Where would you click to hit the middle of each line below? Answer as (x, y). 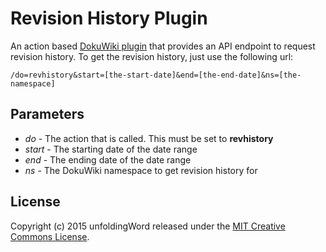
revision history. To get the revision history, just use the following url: (152, 56)
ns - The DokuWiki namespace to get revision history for (141, 170)
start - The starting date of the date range (111, 149)
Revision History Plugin (109, 18)
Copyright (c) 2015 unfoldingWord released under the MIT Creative (148, 226)
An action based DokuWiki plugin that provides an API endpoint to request (163, 46)
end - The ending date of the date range (108, 159)
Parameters (47, 114)
